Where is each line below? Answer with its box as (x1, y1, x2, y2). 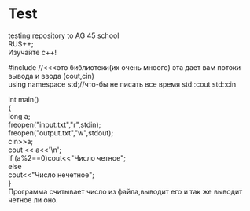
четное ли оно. (8, 194, 59, 205)
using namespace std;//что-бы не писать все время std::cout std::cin (8, 80, 237, 89)
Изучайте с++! (8, 47, 57, 57)
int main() (8, 94, 39, 104)
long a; (8, 111, 31, 120)
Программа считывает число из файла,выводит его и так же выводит (8, 187, 243, 196)
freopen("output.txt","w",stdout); (8, 128, 114, 138)
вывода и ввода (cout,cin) (8, 71, 94, 80)
